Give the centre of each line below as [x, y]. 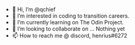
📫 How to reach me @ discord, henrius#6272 [70, 36]
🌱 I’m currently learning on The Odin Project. [68, 22]
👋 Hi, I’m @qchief [34, 9]
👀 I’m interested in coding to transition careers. [71, 16]
